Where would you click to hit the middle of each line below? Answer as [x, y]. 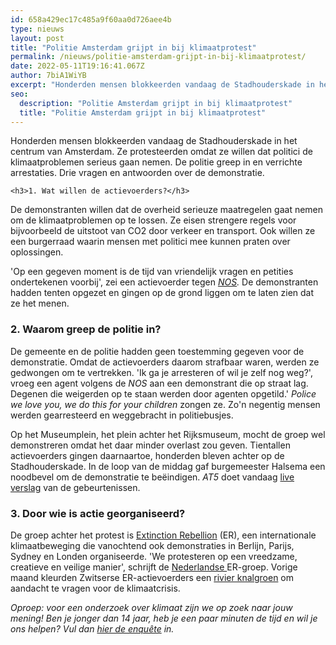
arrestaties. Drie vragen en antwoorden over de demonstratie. [137, 173]
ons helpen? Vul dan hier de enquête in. [92, 628]
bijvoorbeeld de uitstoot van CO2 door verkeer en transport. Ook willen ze [163, 231]
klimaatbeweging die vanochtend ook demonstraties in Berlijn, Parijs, [152, 545]
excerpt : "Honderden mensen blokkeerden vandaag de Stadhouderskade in [162, 85]
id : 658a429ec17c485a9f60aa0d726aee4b [91, 19]
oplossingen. [37, 252]
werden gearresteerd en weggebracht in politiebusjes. [122, 415]
